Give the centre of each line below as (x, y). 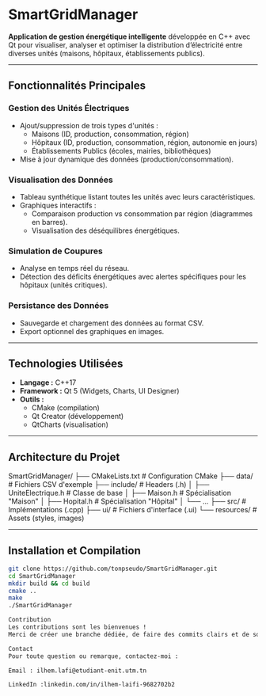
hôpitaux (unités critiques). (64, 285)
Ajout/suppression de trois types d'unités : (89, 125)
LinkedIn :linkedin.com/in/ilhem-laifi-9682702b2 (92, 685)
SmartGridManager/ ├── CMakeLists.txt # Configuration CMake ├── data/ (131, 476)
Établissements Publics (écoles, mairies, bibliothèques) (121, 150)
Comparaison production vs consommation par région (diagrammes (142, 213)
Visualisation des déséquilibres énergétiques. (106, 230)
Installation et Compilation (74, 551)
